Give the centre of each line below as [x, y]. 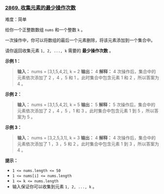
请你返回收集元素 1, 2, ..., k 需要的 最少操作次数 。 [59, 51]
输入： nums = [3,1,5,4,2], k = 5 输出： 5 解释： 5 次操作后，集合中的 [86, 105]
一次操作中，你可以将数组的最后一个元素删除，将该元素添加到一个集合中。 [80, 40]
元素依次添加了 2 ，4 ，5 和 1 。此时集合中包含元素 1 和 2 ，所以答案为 [88, 78]
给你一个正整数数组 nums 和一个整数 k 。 [45, 30]
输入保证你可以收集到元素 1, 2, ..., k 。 [54, 187]
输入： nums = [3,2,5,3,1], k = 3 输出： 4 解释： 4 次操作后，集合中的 [86, 138]
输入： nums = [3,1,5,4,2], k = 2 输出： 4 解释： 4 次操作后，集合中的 [86, 72]
